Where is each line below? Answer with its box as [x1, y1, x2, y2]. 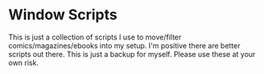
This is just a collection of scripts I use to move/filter [8, 32, 182, 42]
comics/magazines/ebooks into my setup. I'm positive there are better [8, 40, 241, 50]
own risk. [8, 58, 39, 68]
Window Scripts [8, 6, 118, 24]
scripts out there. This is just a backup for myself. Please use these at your [8, 49, 256, 59]
